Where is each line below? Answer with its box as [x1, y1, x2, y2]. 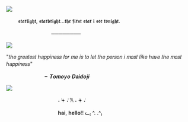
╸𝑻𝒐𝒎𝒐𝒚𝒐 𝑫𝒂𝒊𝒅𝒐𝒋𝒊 [44, 73, 90, 80]
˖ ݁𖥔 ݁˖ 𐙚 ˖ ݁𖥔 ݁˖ [58, 97, 86, 104]
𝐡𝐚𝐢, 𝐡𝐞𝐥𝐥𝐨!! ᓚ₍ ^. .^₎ [58, 110, 103, 116]
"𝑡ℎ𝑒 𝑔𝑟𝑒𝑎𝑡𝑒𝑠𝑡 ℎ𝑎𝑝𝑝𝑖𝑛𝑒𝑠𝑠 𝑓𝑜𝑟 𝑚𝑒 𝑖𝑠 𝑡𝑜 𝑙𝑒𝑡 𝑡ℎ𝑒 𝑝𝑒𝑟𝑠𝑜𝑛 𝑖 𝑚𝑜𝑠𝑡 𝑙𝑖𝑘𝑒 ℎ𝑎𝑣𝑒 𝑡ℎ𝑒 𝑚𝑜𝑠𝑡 [6, 53, 182, 60]
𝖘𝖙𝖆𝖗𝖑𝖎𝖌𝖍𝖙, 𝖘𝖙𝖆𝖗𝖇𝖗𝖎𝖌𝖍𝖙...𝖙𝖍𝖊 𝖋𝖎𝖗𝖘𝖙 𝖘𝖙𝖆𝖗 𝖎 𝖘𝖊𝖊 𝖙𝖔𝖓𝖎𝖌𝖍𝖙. [17, 18, 120, 24]
